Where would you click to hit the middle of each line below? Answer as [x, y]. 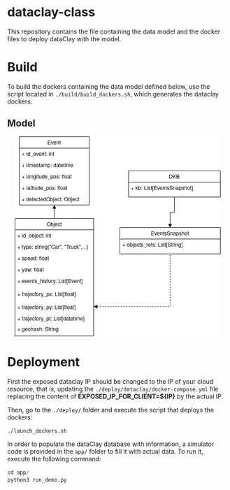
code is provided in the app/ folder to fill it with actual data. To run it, [106, 451]
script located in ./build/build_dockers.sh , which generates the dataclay [113, 94]
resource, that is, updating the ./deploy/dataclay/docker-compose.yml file [113, 389]
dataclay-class [51, 12]
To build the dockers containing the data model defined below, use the [109, 86]
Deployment [44, 362]
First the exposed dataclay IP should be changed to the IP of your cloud [110, 381]
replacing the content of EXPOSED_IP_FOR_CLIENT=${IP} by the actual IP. [115, 396]
